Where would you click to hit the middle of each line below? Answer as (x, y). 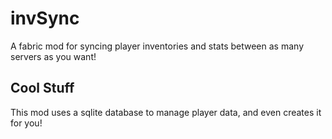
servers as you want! (53, 56)
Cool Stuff (42, 88)
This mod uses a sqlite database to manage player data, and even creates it (166, 112)
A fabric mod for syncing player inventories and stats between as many (157, 46)
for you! (26, 123)
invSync (45, 18)
